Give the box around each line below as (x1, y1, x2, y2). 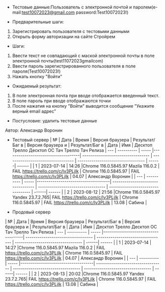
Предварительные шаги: (12, 19, 64, 25)
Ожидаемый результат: (12, 83, 62, 89)
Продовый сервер (12, 209, 51, 215)
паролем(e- (133, 4, 158, 10)
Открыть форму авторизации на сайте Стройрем (12, 34, 115, 39)
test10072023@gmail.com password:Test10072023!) (22, 9, 129, 15)
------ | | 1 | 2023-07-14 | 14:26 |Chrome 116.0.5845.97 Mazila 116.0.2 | (17, 163, 160, 169)
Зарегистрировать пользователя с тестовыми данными (12, 29, 130, 34)
